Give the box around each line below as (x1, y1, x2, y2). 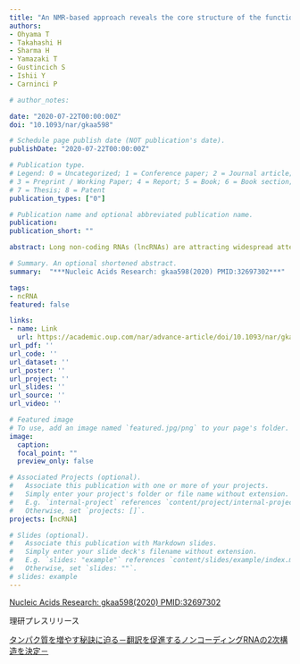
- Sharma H (9, 46, 50, 55)
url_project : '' (9, 374, 70, 383)
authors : (9, 21, 42, 30)
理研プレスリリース (9, 615, 80, 626)
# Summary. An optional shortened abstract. (9, 259, 178, 268)
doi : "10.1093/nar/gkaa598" (9, 120, 114, 130)
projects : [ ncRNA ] (9, 515, 78, 524)
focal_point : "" (17, 449, 78, 458)
